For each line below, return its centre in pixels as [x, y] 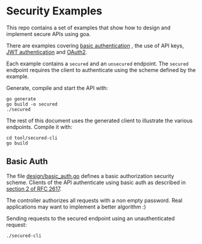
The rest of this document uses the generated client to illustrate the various [99, 121]
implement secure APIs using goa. [49, 34]
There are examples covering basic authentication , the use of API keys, [95, 46]
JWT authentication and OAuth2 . [47, 52]
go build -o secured [32, 104]
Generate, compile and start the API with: [57, 88]
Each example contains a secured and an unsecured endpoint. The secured [98, 64]
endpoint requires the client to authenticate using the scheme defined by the [101, 70]
